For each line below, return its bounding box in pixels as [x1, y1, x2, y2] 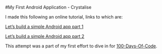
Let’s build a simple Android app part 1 [5, 23, 84, 29]
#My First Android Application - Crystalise [5, 4, 92, 10]
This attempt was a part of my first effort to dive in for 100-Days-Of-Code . [5, 43, 158, 49]
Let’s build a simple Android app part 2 [5, 33, 85, 39]
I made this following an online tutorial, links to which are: [5, 14, 123, 19]
